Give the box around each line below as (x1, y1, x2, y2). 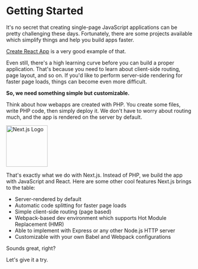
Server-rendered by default (14, 195, 82, 202)
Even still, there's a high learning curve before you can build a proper (6, 59, 174, 66)
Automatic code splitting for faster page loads (14, 202, 127, 209)
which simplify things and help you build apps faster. (6, 36, 135, 43)
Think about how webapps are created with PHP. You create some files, (6, 101, 181, 108)
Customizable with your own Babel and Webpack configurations (14, 233, 171, 240)
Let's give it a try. (6, 256, 48, 263)
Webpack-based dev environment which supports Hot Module (14, 214, 167, 221)
